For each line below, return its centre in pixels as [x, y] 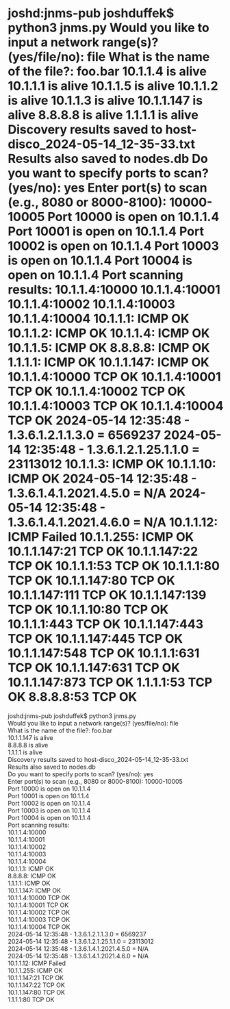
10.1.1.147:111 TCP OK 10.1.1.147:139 [107, 595]
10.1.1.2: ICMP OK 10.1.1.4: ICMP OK [109, 333]
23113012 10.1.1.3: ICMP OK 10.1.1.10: [112, 464]
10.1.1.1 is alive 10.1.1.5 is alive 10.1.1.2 [113, 86]
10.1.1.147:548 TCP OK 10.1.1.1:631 [104, 653]
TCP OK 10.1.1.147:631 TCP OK [94, 668]
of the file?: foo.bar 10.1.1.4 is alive [107, 72]
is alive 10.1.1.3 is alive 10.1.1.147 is [105, 101]
